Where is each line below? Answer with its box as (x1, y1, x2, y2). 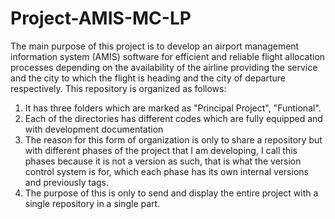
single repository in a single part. (24, 197, 161, 209)
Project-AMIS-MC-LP (10, 7, 192, 30)
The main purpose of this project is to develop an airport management (10, 40, 300, 52)
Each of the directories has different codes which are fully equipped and (24, 112, 323, 124)
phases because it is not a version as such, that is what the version (24, 155, 302, 167)
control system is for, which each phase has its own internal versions (24, 165, 309, 177)
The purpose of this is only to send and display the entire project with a (24, 187, 319, 199)
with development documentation (24, 123, 164, 135)
